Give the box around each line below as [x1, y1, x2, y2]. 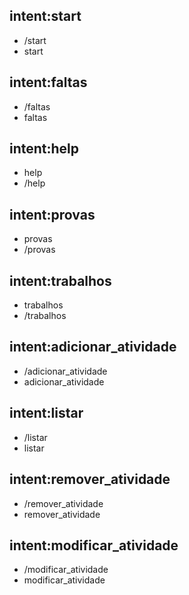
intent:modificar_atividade [9, 537, 179, 554]
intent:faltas [9, 74, 88, 91]
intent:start [9, 8, 82, 25]
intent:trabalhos [9, 272, 112, 289]
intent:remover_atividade [9, 471, 171, 488]
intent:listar [9, 405, 84, 422]
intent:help [9, 140, 80, 158]
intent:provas [9, 206, 96, 223]
